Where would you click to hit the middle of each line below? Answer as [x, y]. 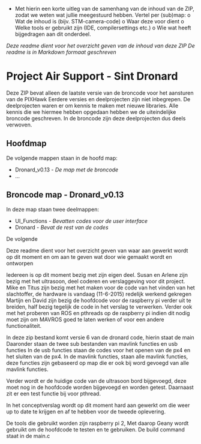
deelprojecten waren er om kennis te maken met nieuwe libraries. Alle [92, 105]
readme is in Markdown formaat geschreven [61, 52]
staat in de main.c [28, 436]
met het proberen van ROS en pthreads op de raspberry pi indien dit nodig [98, 313]
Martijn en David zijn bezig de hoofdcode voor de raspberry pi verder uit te [99, 300]
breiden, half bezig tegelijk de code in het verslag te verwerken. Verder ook [99, 306]
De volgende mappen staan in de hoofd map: [62, 158]
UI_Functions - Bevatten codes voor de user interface [81, 221]
